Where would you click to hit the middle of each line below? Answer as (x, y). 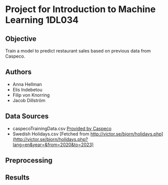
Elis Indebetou (27, 89)
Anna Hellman (27, 84)
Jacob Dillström (29, 100)
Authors (18, 72)
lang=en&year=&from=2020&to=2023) (53, 145)
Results (17, 178)
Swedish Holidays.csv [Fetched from (51, 134)
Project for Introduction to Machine (80, 9)
